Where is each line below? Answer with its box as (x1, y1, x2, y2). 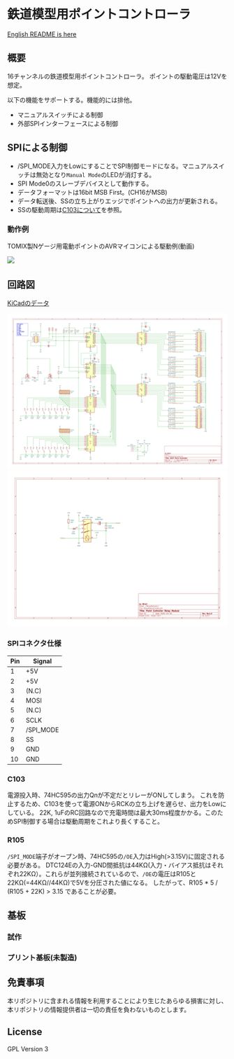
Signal (33, 657, 52, 665)
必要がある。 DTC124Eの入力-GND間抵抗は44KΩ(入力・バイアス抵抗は (7, 861, 212, 869)
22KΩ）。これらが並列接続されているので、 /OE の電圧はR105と (19, 869, 197, 878)
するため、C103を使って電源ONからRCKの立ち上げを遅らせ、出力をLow (13, 800, 221, 808)
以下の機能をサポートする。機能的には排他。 (7, 95, 136, 104)
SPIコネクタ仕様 (7, 639, 61, 649)
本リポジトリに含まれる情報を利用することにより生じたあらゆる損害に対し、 (7, 996, 228, 1005)
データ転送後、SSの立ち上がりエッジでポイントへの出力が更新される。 (17, 197, 221, 205)
